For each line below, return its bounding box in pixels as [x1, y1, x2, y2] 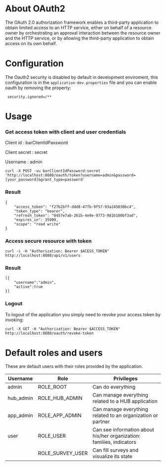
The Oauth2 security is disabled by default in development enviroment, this [5, 74, 158, 80]
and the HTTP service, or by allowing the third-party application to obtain [5, 35, 154, 41]
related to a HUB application [92, 398, 158, 405]
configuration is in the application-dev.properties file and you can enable [5, 79, 157, 85]
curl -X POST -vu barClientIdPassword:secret [5, 169, 100, 174]
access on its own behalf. [5, 40, 57, 46]
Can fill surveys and [92, 447, 139, 454]
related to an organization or [92, 412, 158, 419]
